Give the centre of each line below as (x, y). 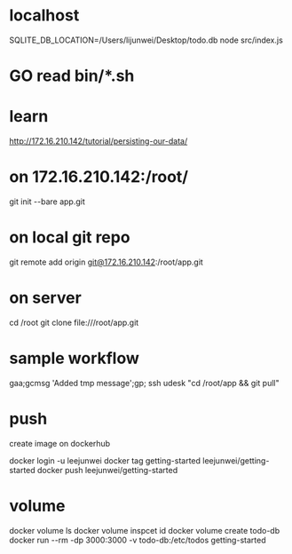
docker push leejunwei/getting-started (107, 470)
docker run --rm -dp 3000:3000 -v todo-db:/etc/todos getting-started (138, 540)
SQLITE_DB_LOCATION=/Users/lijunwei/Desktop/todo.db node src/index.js (146, 40)
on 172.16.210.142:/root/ (99, 177)
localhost (44, 16)
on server (45, 298)
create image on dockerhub (60, 443)
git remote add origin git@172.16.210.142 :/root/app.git (107, 262)
